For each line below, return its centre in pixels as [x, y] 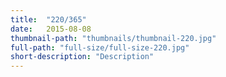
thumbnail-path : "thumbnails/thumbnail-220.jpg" [113, 38]
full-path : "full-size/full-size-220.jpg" [100, 47]
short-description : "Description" [82, 57]
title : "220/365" [48, 19]
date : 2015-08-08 [51, 29]
